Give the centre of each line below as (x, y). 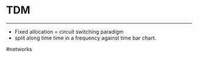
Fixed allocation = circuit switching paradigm (69, 31)
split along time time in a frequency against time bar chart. (85, 38)
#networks (19, 49)
